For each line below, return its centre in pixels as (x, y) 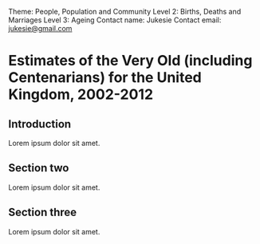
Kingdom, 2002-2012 (81, 94)
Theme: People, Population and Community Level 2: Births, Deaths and (125, 12)
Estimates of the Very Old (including (130, 61)
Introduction (40, 124)
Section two (39, 168)
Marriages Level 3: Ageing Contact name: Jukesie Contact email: (115, 20)
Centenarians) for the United (105, 78)
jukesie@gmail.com (40, 28)
